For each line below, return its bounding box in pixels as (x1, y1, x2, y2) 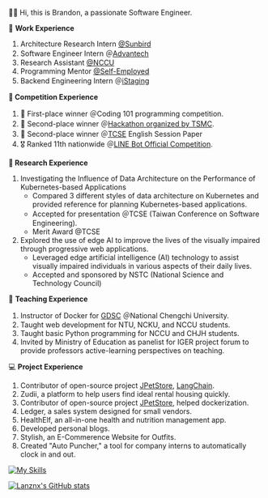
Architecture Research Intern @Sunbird (19, 39, 151, 49)
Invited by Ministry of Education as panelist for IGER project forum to (19, 337, 249, 347)
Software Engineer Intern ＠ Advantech (19, 49, 150, 58)
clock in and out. (19, 449, 76, 459)
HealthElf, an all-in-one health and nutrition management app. (19, 415, 227, 424)
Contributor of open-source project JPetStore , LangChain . (19, 381, 215, 390)
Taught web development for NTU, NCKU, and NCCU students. (19, 320, 231, 330)
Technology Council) (32, 279, 102, 287)
